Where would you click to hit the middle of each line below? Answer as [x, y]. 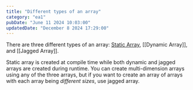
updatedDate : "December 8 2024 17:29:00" [58, 28]
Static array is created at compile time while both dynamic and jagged [91, 62]
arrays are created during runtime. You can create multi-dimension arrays [95, 69]
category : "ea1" [26, 17]
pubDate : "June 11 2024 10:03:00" [49, 22]
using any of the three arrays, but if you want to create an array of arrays [94, 75]
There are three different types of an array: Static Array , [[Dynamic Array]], [97, 45]
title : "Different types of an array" [54, 11]
